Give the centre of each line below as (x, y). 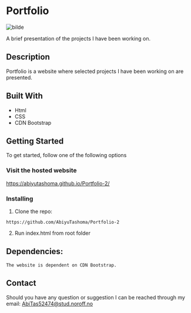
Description (28, 57)
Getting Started (35, 141)
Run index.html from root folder (53, 233)
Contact (21, 283)
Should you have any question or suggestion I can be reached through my (95, 297)
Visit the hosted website (41, 171)
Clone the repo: (33, 211)
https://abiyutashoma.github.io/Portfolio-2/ (58, 183)
